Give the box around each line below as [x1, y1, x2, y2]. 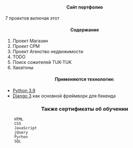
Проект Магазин [12, 38, 48, 44]
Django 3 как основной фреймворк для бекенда [12, 93, 116, 99]
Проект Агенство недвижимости [12, 48, 84, 55]
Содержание [70, 27, 99, 33]
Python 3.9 [12, 87, 36, 93]
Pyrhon [14, 134, 28, 139]
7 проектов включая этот [5, 15, 59, 21]
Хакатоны [12, 64, 34, 70]
